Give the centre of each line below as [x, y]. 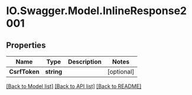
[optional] [121, 72]
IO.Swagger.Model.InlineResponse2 [97, 11]
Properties [26, 45]
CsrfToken [24, 72]
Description [84, 62]
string [54, 72]
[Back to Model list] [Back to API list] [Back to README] [74, 86]
